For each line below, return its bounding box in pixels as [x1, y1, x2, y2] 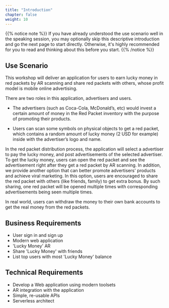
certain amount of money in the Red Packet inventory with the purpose [12, 111, 159, 117]
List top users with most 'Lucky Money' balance [12, 253, 112, 260]
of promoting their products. [12, 116, 71, 122]
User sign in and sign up [12, 232, 63, 238]
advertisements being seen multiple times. [5, 189, 93, 195]
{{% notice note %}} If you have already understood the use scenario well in [5, 31, 163, 37]
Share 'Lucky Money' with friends [12, 248, 83, 254]
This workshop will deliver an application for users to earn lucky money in [5, 75, 158, 81]
